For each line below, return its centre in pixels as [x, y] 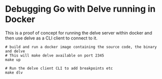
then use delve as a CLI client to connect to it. [51, 38]
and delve [15, 51]
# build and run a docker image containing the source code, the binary [81, 47]
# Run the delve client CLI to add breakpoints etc [59, 68]
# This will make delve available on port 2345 [55, 55]
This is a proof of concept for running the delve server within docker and [79, 33]
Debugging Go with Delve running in [80, 9]
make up [13, 59]
